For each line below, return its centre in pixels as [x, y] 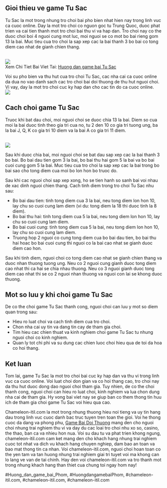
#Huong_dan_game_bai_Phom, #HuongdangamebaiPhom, [65, 475]
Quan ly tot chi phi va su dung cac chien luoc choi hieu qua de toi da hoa [87, 343]
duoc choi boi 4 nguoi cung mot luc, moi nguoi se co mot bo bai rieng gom [82, 36]
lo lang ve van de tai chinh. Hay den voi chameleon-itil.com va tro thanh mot [83, 460]
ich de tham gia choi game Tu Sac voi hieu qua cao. [58, 402]
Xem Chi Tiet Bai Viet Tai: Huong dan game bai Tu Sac [61, 66]
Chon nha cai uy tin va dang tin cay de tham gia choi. [67, 327]
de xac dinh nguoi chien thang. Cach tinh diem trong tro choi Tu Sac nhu [80, 185]
